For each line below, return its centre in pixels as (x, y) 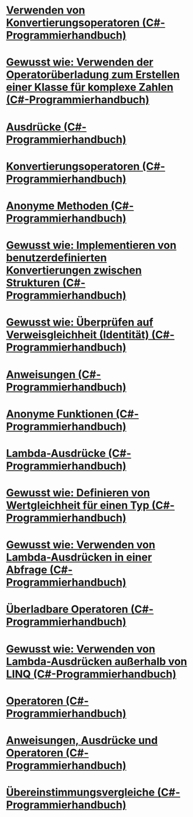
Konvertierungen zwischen (74, 270)
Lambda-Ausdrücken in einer (79, 557)
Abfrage (27, 570)
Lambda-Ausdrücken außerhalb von (96, 661)
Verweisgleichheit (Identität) (78, 335)
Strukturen (33, 283)
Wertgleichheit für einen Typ (78, 505)
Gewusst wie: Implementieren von (91, 246)
